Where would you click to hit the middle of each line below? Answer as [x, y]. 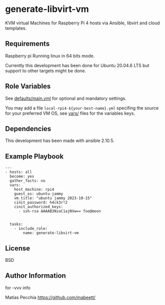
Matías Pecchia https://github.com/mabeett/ [50, 297]
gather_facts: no [28, 181]
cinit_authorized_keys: [39, 207]
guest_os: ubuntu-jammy [39, 194]
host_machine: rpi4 [34, 190]
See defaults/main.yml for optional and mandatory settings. [66, 98]
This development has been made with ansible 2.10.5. [60, 141]
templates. [16, 28]
